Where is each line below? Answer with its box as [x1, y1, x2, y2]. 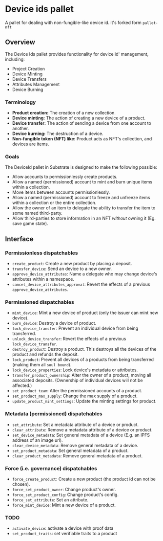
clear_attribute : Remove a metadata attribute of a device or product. [12, 427, 153, 432]
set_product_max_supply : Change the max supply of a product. [12, 393, 138, 399]
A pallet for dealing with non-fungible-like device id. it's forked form [5, 20, 142, 25]
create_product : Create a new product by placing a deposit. [12, 261, 132, 267]
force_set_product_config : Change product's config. [12, 492, 119, 497]
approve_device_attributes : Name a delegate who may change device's [12, 271, 158, 277]
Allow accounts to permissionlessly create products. [12, 174, 118, 180]
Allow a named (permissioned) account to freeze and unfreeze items [12, 195, 150, 201]
